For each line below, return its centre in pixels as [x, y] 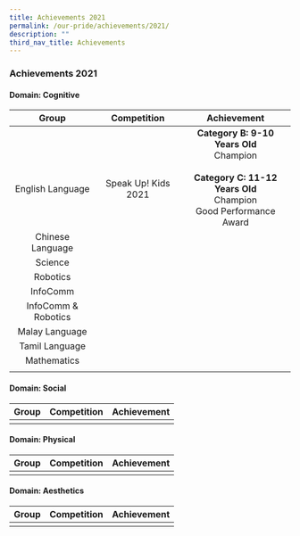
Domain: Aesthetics [47, 491]
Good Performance [235, 211]
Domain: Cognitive [45, 95]
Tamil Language [53, 346]
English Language [52, 189]
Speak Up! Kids [138, 184]
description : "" [39, 34]
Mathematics [53, 360]
